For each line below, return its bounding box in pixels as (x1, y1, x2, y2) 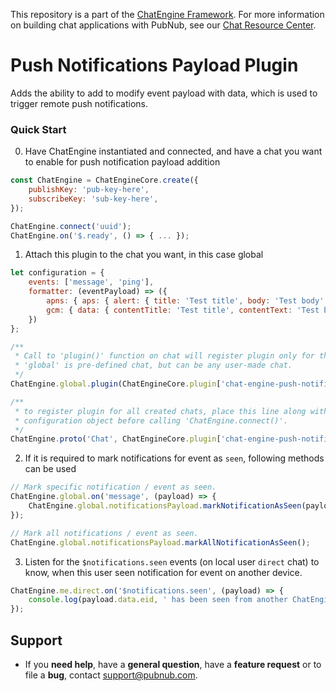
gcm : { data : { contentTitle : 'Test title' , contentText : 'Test (46, 305, 320, 315)
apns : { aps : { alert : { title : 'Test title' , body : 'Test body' (46, 296, 325, 306)
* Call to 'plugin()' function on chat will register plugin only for (14, 351, 315, 361)
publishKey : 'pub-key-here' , (28, 185, 150, 195)
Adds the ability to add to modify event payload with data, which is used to (10, 87, 318, 99)
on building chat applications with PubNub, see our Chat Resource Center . (10, 19, 317, 31)
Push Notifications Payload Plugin (10, 54, 299, 77)
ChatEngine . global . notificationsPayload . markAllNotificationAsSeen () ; (10, 537, 311, 548)
